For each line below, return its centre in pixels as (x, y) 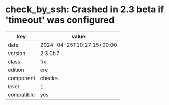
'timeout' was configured (60, 20)
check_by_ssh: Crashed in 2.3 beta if (85, 9)
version (17, 53)
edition (16, 70)
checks (49, 78)
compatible (21, 94)
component (22, 78)
